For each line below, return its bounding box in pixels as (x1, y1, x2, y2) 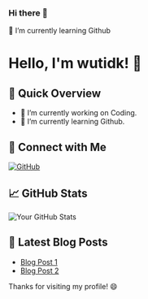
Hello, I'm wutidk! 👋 (8, 54, 142, 72)
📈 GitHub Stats (8, 186, 88, 200)
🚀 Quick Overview (8, 86, 102, 100)
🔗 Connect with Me (8, 140, 107, 154)
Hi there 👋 (8, 7, 49, 19)
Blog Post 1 (20, 257, 59, 266)
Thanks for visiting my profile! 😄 (8, 281, 118, 291)
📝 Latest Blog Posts (8, 236, 108, 249)
